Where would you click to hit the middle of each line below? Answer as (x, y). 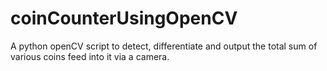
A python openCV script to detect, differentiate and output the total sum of (164, 46)
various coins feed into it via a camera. (90, 56)
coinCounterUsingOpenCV (124, 18)
